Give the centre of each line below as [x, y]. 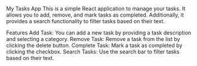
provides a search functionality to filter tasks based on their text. [86, 21]
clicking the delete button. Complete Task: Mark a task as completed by [94, 45]
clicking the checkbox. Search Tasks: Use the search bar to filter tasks [93, 52]
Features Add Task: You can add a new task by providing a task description [99, 33]
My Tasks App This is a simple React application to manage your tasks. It [96, 9]
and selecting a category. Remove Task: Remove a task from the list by [93, 39]
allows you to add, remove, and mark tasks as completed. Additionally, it [95, 15]
